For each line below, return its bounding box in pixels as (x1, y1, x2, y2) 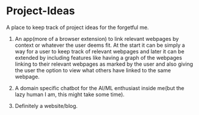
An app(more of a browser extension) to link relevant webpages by (14, 35, 179, 42)
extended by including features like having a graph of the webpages (14, 54, 182, 61)
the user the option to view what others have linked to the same (14, 66, 171, 74)
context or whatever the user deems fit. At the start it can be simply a (14, 41, 185, 49)
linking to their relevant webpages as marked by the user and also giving (14, 60, 194, 68)
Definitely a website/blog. (14, 102, 78, 109)
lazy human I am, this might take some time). (14, 91, 125, 98)
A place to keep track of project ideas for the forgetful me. (6, 24, 149, 31)
